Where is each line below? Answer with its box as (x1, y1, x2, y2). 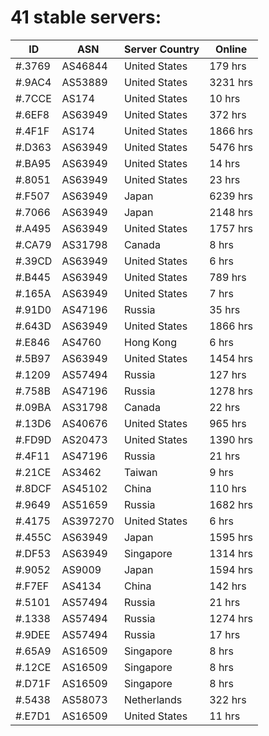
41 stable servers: (10, 6, 162, 29)
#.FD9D (15, 432, 52, 446)
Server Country (123, 42, 200, 56)
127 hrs (209, 367, 247, 381)
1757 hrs (209, 221, 253, 235)
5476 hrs (209, 140, 253, 154)
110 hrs (209, 481, 247, 495)
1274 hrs (209, 611, 253, 625)
